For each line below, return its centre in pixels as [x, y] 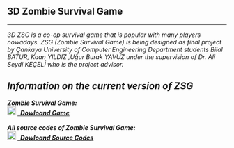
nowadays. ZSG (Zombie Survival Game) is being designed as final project [115, 42]
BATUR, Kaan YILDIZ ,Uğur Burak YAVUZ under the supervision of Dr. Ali [111, 57]
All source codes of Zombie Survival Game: [71, 127]
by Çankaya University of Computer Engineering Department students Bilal [115, 49]
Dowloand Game [45, 113]
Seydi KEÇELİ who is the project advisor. [65, 64]
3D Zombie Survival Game [65, 11]
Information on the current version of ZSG [100, 86]
